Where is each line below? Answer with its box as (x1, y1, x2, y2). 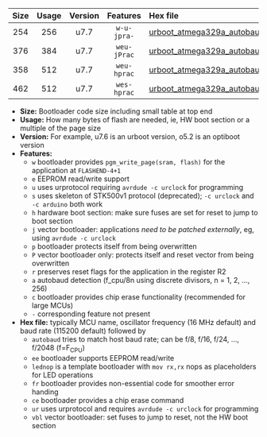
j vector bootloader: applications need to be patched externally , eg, (31, 225, 254, 234)
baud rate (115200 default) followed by (19, 326, 146, 335)
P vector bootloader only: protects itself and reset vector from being (31, 250, 254, 259)
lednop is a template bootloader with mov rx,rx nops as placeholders (31, 362, 257, 371)
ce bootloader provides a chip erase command (31, 395, 184, 404)
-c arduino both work (31, 199, 103, 209)
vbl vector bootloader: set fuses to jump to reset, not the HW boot (31, 412, 249, 422)
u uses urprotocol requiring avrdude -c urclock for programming (31, 183, 244, 191)
